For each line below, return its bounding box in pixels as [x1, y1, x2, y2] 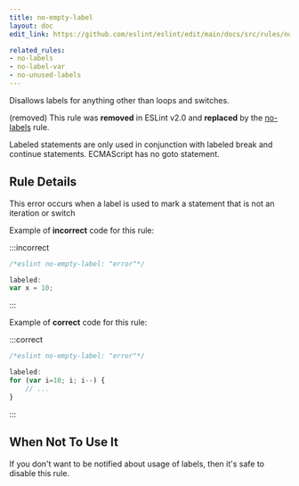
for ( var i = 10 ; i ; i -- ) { [9, 376, 105, 385]
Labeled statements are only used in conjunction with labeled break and [9, 139, 273, 150]
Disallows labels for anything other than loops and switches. [9, 95, 230, 105]
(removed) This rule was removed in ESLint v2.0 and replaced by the [9, 112, 263, 123]
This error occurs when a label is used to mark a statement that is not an [9, 198, 275, 209]
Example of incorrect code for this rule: [9, 225, 155, 235]
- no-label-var [9, 62, 66, 71]
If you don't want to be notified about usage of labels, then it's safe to [9, 458, 265, 469]
